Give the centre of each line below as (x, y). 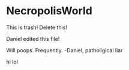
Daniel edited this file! (33, 39)
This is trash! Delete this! (37, 27)
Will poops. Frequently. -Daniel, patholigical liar (64, 50)
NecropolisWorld (49, 11)
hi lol (12, 62)
